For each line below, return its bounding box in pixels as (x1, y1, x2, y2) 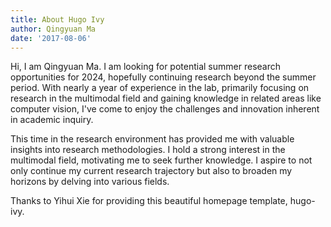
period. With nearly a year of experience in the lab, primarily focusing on (10, 82, 310, 94)
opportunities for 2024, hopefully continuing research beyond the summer (10, 71, 317, 83)
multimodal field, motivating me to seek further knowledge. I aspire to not (10, 154, 313, 166)
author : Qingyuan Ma (10, 24, 97, 34)
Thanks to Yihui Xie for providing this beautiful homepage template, (10, 195, 288, 207)
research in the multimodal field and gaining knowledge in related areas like (10, 92, 322, 105)
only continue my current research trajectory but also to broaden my (10, 165, 293, 177)
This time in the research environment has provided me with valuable (10, 133, 295, 145)
